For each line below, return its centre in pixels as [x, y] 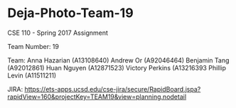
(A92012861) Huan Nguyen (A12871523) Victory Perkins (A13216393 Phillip [117, 67]
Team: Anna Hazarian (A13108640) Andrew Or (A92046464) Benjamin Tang [118, 60]
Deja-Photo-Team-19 [70, 13]
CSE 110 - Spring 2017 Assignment [58, 33]
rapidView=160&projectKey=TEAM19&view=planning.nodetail [97, 97]
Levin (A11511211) [32, 75]
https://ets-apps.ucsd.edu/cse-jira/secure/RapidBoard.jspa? [113, 89]
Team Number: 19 [33, 46]
